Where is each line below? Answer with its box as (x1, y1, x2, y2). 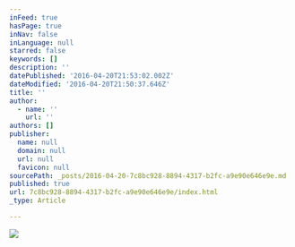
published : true (9, 180, 70, 189)
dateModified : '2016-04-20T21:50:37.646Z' (9, 80, 170, 89)
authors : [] (9, 122, 54, 131)
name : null (17, 138, 58, 147)
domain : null (17, 146, 66, 155)
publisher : (9, 130, 50, 139)
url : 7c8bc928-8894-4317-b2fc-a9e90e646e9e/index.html (9, 188, 219, 197)
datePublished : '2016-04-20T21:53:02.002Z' (9, 72, 175, 81)
